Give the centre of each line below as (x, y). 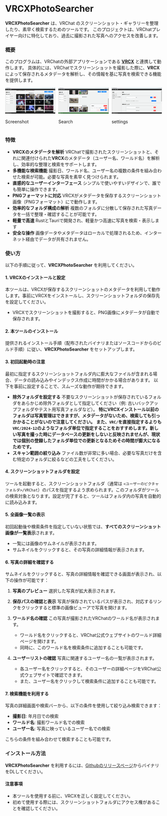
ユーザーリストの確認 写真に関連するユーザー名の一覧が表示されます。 (84, 658)
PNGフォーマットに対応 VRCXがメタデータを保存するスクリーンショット (87, 196)
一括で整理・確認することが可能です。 (60, 214)
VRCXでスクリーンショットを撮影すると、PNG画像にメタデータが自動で (86, 313)
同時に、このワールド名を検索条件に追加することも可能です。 (83, 648)
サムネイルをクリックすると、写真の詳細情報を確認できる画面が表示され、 (81, 574)
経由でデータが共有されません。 (58, 239)
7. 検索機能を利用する (27, 693)
